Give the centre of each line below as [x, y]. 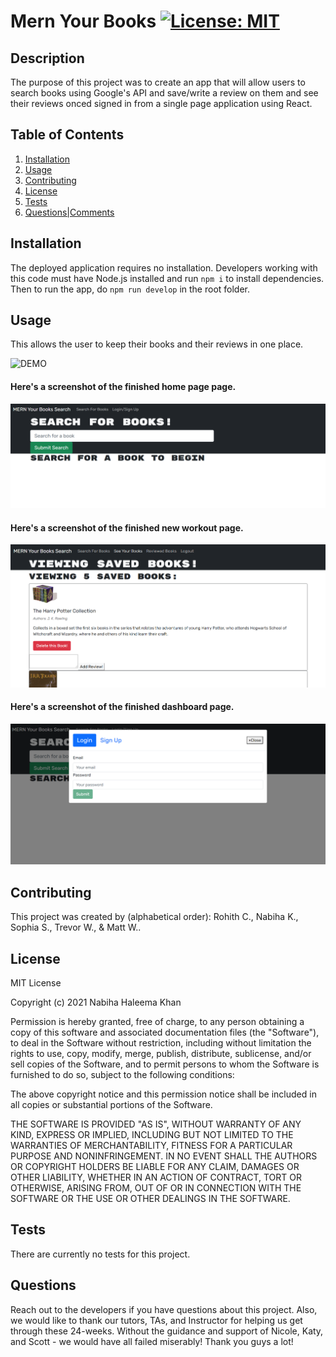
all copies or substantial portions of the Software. [111, 1105]
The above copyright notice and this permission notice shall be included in [163, 1094]
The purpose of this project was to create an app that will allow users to [158, 82]
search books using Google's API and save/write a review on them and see [164, 93]
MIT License [36, 983]
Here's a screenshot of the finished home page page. [123, 387]
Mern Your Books [83, 21]
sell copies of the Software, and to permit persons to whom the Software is [165, 1064]
